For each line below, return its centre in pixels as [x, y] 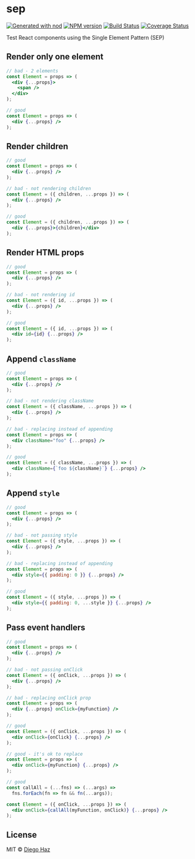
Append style [33, 493]
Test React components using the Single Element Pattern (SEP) [85, 37]
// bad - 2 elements [33, 71]
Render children [37, 146]
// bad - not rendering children [49, 188]
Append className [41, 359]
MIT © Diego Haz [28, 850]
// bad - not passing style [42, 536]
